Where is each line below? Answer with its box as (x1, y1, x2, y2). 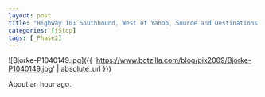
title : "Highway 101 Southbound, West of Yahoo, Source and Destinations (8, 19, 259, 27)
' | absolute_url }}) (53, 64, 111, 74)
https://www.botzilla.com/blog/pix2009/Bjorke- (95, 56, 252, 65)
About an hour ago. (8, 80, 72, 89)
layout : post (8, 11, 52, 20)
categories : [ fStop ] (8, 26, 77, 34)
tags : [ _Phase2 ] (8, 33, 62, 42)
